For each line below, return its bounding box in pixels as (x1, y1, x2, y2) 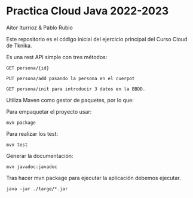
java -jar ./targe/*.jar (6, 185, 68, 192)
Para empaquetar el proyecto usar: (6, 108, 92, 115)
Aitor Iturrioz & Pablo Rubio (6, 24, 73, 31)
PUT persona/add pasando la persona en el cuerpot (6, 75, 135, 81)
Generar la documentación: (6, 152, 73, 159)
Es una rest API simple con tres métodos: (6, 53, 108, 60)
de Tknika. (6, 42, 32, 49)
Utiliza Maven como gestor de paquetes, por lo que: (6, 96, 134, 103)
